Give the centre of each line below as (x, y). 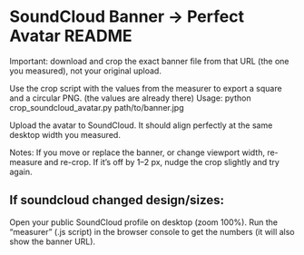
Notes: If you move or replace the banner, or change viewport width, (137, 152)
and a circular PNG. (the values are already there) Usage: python (130, 98)
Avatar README (71, 36)
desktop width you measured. (65, 134)
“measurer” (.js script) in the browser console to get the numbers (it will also (152, 231)
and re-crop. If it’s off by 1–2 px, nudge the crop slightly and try (162, 162)
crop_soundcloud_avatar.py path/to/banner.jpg (97, 107)
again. (21, 172)
